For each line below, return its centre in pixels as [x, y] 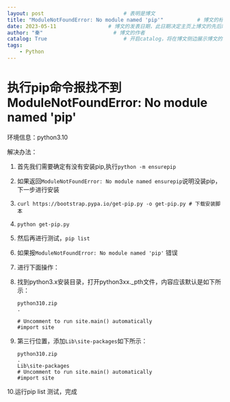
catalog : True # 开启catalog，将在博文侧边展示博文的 [115, 39]
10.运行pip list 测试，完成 [42, 391]
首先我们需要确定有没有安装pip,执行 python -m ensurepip [97, 166]
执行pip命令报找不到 [64, 88]
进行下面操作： [38, 267]
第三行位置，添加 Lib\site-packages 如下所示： [82, 341]
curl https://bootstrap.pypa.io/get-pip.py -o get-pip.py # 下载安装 [116, 204]
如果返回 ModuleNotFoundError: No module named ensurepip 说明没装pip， [119, 181]
